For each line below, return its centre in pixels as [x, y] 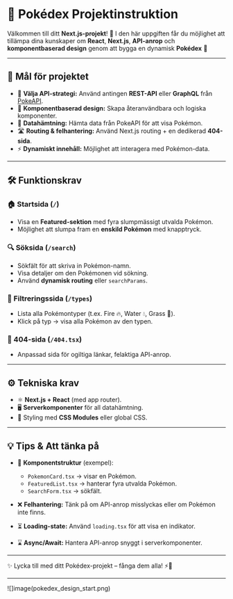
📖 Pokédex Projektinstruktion [93, 14]
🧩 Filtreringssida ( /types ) [50, 298]
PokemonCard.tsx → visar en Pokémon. [82, 476]
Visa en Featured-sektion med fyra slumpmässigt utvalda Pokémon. [115, 222]
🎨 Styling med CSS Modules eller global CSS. [82, 417]
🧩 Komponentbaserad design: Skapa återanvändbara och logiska [112, 108]
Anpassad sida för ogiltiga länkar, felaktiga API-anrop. [94, 355]
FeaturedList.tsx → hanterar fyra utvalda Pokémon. [102, 484]
